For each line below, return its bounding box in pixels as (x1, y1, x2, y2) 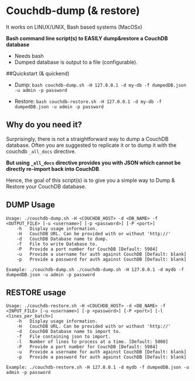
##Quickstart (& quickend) (6, 70, 70, 77)
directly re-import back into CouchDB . (6, 165, 101, 172)
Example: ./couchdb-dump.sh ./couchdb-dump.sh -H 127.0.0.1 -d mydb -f (6, 266, 184, 273)
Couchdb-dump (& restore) (6, 4, 140, 18)
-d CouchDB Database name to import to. (16, 329, 121, 335)
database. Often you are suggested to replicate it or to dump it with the (6, 142, 177, 149)
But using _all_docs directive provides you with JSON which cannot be (6, 159, 181, 166)
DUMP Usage (6, 200, 55, 210)
